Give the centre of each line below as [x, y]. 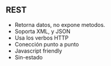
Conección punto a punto [47, 44]
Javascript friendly [38, 51]
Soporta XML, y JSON [43, 31]
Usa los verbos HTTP [41, 38]
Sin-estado [29, 57]
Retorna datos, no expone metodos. [60, 24]
